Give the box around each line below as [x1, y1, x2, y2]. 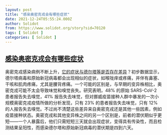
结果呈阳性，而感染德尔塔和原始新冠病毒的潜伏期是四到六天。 [9, 125, 136, 131]
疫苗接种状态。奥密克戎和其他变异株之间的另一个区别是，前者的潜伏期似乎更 [5, 112, 162, 118]
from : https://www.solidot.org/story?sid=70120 [5, 26, 106, 31]
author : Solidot [5, 21, 39, 26]
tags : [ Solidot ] [5, 30, 43, 35]
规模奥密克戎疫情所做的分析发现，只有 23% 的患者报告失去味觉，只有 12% [5, 100, 158, 106]
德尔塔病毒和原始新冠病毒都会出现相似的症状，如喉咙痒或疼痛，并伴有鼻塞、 [5, 75, 162, 81]
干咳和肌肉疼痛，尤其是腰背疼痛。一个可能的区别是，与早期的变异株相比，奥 [5, 81, 162, 87]
